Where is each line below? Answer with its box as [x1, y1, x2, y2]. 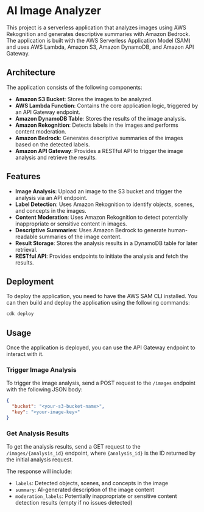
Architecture [6, 68, 56, 78]
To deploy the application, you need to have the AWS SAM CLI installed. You [6, 293, 198, 300]
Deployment [6, 276, 54, 286]
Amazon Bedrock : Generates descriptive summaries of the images [15, 134, 183, 141]
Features [6, 171, 41, 182]
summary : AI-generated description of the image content [15, 486, 155, 494]
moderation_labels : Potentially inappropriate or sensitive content [15, 492, 177, 500]
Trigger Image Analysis [6, 365, 77, 374]
